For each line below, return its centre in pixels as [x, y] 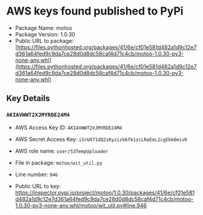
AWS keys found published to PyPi [95, 11]
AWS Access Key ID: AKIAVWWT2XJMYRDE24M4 [68, 127]
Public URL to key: [38, 186]
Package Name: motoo [44, 28]
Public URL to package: [44, 41]
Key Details [28, 98]
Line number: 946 [36, 174]
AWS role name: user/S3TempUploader [62, 151]
